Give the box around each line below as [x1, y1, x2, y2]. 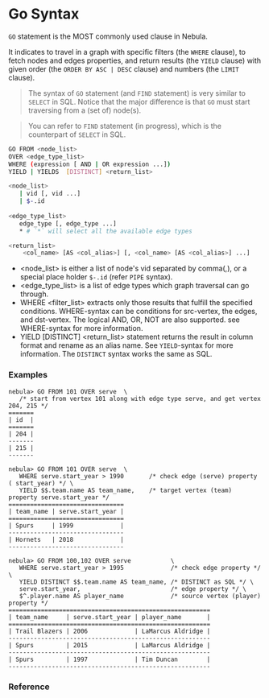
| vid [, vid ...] [19, 190, 81, 198]
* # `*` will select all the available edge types [19, 227, 193, 235]
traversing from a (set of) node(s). [27, 105, 142, 115]
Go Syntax [8, 5, 80, 23]
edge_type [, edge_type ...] [19, 219, 117, 228]
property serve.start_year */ [8, 493, 110, 502]
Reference [8, 681, 50, 692]
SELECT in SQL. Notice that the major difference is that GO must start [27, 97, 250, 106]
